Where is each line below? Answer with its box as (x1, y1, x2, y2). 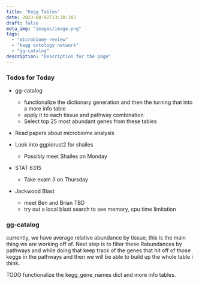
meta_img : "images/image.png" (6, 25, 82, 32)
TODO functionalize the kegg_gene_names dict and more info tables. (6, 271, 176, 279)
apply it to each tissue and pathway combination (23, 111, 144, 118)
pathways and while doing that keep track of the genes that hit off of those (6, 247, 191, 254)
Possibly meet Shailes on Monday (23, 153, 108, 160)
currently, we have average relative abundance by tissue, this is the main (6, 234, 186, 241)
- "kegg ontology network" (11, 43, 79, 49)
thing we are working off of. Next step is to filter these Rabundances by (6, 241, 182, 248)
